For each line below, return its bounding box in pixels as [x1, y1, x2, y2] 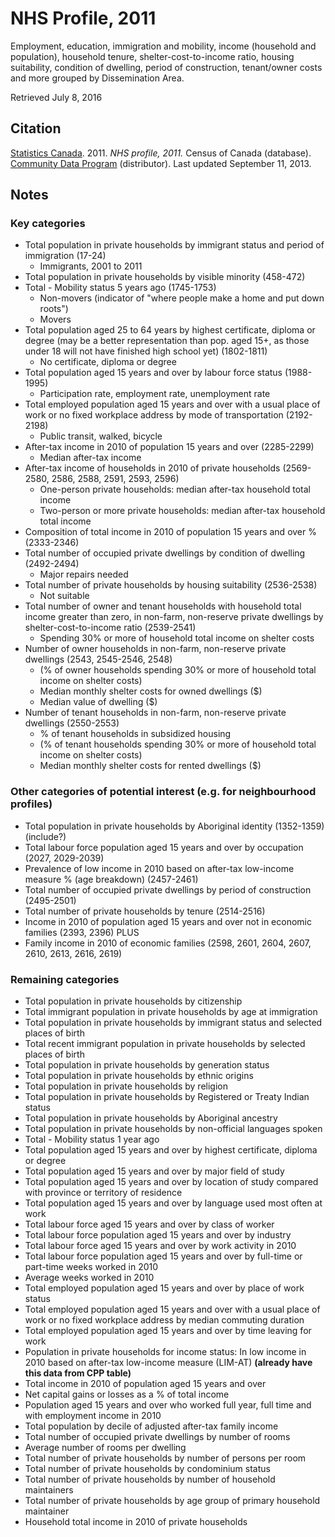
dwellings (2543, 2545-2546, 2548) [24, 653, 173, 666]
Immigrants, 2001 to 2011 [39, 260, 143, 272]
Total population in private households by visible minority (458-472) [24, 271, 306, 283]
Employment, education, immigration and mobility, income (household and [10, 40, 317, 52]
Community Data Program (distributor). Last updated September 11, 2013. [10, 157, 312, 169]
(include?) [24, 830, 67, 842]
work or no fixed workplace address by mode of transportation [24, 409, 284, 421]
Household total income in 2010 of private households [24, 1516, 248, 1528]
